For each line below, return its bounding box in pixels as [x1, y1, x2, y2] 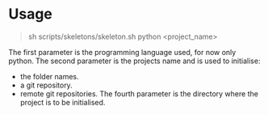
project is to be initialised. [19, 97, 106, 107]
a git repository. [19, 80, 73, 90]
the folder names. [19, 71, 79, 81]
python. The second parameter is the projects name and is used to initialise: [8, 56, 261, 66]
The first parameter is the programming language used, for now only [8, 47, 237, 57]
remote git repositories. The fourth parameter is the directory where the [19, 88, 258, 98]
